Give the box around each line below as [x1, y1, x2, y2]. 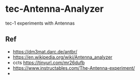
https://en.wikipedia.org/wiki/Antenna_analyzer [12, 54, 113, 60]
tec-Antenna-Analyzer [5, 3, 104, 15]
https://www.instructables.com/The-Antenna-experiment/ [12, 65, 135, 71]
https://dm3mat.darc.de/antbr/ [12, 48, 77, 54]
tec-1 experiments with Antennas [5, 20, 75, 26]
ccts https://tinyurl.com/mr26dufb [12, 59, 85, 66]
